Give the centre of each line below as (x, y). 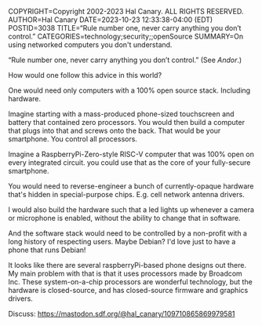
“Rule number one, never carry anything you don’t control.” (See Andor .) (125, 60)
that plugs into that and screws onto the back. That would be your (115, 130)
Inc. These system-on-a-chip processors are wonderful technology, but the (130, 282)
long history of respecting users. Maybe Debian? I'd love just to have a (122, 242)
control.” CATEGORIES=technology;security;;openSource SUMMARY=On (126, 36)
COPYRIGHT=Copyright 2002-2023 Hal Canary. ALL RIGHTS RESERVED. (126, 11)
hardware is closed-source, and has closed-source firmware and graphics (128, 290)
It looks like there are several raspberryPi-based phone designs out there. (127, 265)
